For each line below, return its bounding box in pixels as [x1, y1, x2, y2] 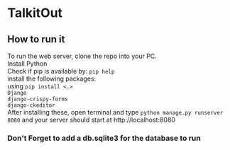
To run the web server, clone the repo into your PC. [7, 52, 158, 60]
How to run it [7, 33, 65, 45]
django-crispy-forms [7, 96, 69, 103]
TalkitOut [7, 5, 62, 21]
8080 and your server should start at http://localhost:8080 [7, 115, 176, 124]
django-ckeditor [7, 102, 55, 109]
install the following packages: [7, 74, 97, 83]
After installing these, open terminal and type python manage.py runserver [7, 108, 224, 116]
